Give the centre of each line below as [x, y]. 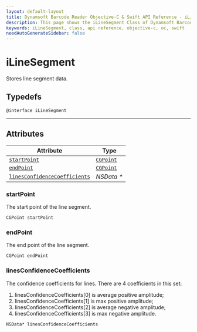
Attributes [25, 134]
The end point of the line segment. [48, 245]
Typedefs [24, 97]
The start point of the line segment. [49, 206]
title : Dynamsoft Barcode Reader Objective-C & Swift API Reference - [94, 17]
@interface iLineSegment [36, 110]
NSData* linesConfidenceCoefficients [52, 324]
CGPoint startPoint [30, 218]
